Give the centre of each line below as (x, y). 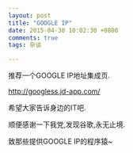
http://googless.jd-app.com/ (54, 91)
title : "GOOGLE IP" (40, 23)
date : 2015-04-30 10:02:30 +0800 (63, 30)
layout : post (30, 15)
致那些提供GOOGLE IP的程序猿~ (61, 142)
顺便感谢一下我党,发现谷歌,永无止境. (67, 124)
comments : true (33, 38)
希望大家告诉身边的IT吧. (47, 108)
